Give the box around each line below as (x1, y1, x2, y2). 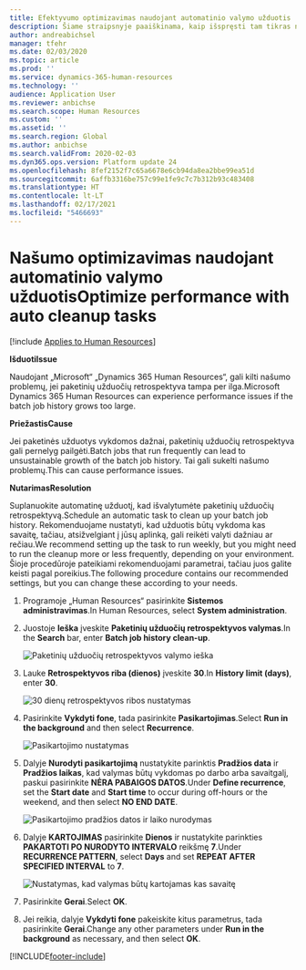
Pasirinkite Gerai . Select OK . (22, 895, 127, 907)
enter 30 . (22, 676, 58, 688)
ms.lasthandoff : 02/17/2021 (9, 200, 117, 210)
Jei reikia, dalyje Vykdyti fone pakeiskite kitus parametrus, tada (22, 913, 262, 924)
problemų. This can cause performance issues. (9, 464, 184, 475)
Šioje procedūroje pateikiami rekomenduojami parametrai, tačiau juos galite (9, 558, 292, 569)
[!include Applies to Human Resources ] (9, 335, 157, 346)
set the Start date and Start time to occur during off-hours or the (22, 786, 269, 798)
